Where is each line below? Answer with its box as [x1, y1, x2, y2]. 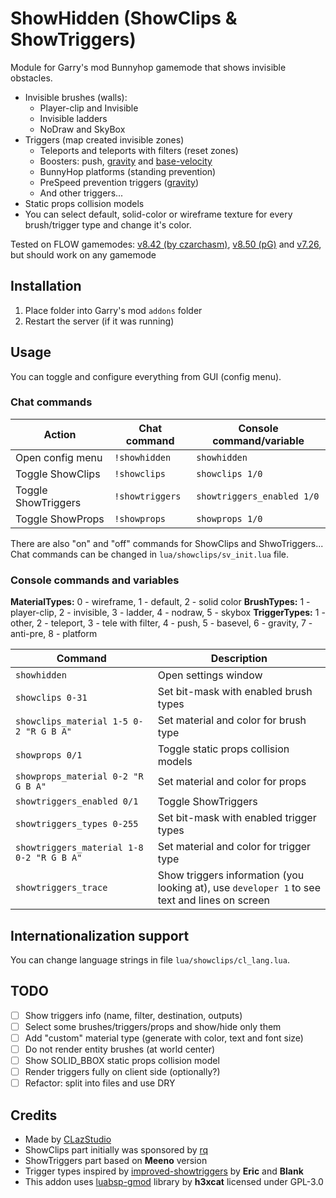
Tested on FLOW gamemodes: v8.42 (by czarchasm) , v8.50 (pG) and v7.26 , [10, 238, 322, 250]
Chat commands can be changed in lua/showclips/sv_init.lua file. [10, 548, 290, 560]
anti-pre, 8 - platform [10, 628, 98, 640]
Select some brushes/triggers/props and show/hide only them [24, 1020, 282, 1032]
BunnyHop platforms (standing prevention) [39, 165, 217, 177]
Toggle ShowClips [15, 467, 101, 481]
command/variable [212, 433, 305, 447]
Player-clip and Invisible [39, 102, 139, 114]
